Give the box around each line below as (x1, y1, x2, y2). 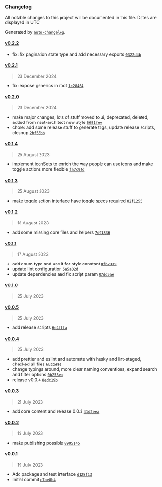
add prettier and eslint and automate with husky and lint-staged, (12, 356, 142, 362)
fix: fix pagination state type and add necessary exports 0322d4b (12, 51, 142, 57)
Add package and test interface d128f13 (12, 471, 93, 477)
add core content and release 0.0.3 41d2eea (12, 408, 100, 414)
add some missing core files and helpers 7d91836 (12, 229, 111, 235)
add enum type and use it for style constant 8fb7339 (12, 261, 117, 266)
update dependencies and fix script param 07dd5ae (12, 271, 115, 277)
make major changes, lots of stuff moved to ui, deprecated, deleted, (12, 114, 149, 120)
